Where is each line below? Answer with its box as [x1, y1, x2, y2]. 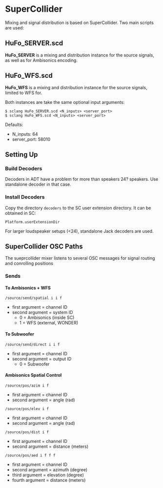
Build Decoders [5, 165, 42, 172]
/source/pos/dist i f [5, 430, 49, 435]
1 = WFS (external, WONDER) [19, 320, 79, 326]
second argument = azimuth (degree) [12, 466, 88, 472]
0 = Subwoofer [19, 361, 50, 367]
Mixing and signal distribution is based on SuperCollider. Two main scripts [5, 20, 154, 25]
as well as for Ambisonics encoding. [5, 57, 78, 63]
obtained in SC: [5, 210, 36, 216]
